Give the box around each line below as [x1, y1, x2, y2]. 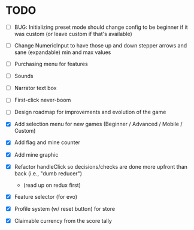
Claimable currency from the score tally [14, 217, 112, 224]
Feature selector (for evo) [14, 193, 78, 200]
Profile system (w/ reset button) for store [14, 205, 115, 212]
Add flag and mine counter [14, 139, 80, 146]
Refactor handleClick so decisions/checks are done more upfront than [14, 163, 188, 170]
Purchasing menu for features [14, 61, 88, 68]
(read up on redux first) [23, 181, 81, 189]
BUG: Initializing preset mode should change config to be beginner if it [14, 23, 188, 31]
